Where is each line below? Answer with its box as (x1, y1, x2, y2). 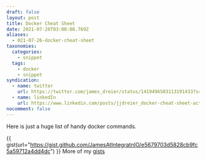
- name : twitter (12, 83, 53, 89)
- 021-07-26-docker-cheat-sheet (12, 37, 95, 43)
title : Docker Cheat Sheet (6, 20, 75, 26)
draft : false (6, 9, 40, 15)
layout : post (6, 15, 40, 21)
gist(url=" (6, 141, 31, 148)
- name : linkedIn (12, 94, 56, 100)
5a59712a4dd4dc (6, 148, 51, 155)
